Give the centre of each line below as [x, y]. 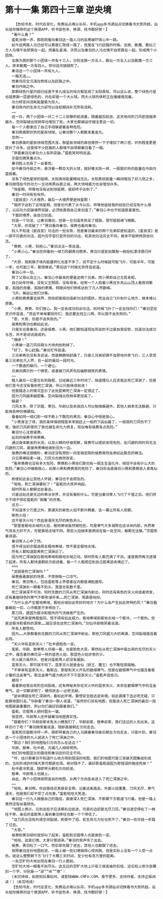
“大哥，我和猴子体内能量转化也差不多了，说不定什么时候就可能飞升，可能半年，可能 [83, 262]
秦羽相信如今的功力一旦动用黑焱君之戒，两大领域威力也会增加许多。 [63, 184]
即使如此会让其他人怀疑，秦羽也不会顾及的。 [50, 479]
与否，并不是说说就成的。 [27, 335]
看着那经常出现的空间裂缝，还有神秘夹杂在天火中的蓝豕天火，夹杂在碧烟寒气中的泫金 [84, 686]
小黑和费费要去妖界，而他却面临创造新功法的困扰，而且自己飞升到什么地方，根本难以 [84, 298]
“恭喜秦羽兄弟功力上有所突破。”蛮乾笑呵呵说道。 [53, 153]
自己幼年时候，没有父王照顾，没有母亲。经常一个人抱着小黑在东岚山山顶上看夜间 [80, 283]
